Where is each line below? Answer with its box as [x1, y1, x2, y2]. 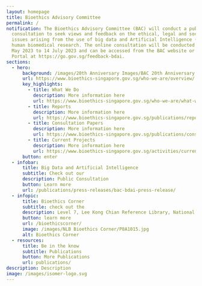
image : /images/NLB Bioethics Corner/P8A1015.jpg [22, 226, 149, 232]
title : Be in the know [22, 243, 79, 249]
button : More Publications [22, 254, 90, 260]
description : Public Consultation [22, 176, 109, 182]
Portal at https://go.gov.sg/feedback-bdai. [11, 53, 125, 59]
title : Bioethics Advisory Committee [6, 14, 101, 20]
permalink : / [6, 20, 39, 26]
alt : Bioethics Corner [22, 231, 79, 237]
